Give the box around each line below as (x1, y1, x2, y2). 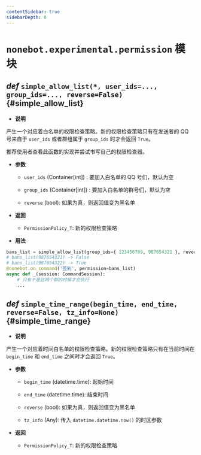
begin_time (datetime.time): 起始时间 (23, 378, 114, 386)
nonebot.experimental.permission (6, 44, 173, 55)
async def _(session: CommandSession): (6, 271, 106, 277)
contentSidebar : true (6, 8, 60, 15)
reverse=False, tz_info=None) (6, 308, 119, 317)
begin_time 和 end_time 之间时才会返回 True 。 (6, 353, 118, 360)
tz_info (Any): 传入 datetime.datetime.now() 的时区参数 (23, 417, 162, 424)
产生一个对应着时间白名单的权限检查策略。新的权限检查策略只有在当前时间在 (6, 345, 195, 353)
